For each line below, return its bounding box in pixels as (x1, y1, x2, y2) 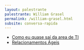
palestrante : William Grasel (4, 12, 64, 17)
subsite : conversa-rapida (4, 21, 57, 26)
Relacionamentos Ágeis (11, 40, 59, 46)
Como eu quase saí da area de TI (11, 34, 79, 40)
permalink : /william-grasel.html (4, 16, 73, 21)
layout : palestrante (4, 7, 47, 12)
